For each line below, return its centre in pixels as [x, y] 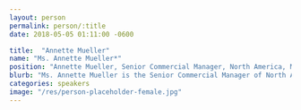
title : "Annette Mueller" [60, 50]
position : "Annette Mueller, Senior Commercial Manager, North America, [148, 67]
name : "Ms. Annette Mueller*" [66, 59]
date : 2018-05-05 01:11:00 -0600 [72, 34]
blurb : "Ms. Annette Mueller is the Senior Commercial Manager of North [148, 76]
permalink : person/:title [57, 26]
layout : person [38, 17]
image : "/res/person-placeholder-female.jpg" [95, 92]
